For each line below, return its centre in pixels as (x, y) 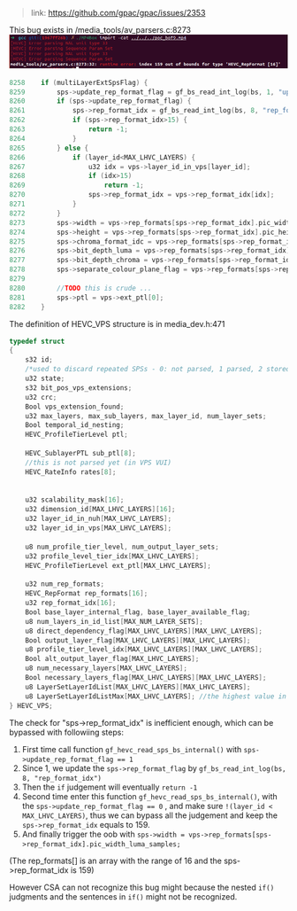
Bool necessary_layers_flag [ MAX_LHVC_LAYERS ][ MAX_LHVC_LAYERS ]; (146, 678)
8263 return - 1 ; (69, 129)
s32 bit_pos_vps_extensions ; (79, 388)
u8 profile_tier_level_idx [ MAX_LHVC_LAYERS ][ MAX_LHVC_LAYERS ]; (144, 650)
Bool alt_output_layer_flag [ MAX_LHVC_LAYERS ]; (112, 659)
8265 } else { (49, 148)
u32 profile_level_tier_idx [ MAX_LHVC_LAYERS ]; (112, 556)
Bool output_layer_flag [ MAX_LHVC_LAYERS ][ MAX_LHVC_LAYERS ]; (138, 640)
